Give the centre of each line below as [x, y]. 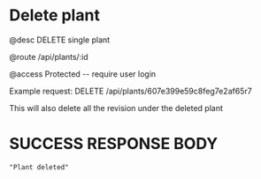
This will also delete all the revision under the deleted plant [116, 108]
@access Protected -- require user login [83, 74]
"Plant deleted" [39, 167]
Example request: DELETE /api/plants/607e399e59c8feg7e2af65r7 [130, 91]
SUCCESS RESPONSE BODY [114, 144]
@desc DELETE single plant [60, 40]
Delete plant [54, 15]
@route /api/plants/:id [49, 56]
